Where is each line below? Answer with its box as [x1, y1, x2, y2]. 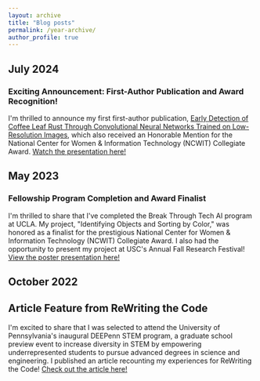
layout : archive [8, 11, 61, 20]
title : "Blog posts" [8, 19, 76, 27]
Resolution [8, 130, 43, 140]
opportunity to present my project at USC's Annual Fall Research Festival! [8, 244, 245, 253]
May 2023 [8, 169, 60, 183]
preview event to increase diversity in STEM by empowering [8, 339, 202, 349]
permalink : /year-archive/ [8, 26, 96, 34]
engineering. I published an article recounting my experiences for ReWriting [8, 356, 252, 365]
